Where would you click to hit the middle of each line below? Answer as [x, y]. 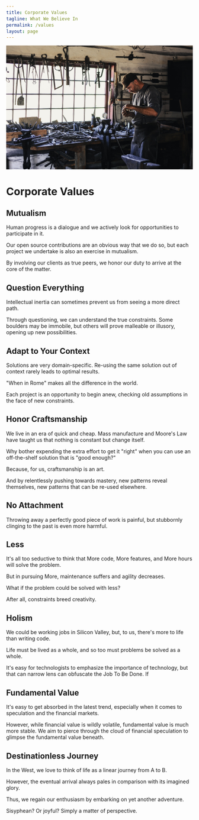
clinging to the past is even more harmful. [57, 526]
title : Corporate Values [37, 12]
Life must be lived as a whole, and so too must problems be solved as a [93, 650]
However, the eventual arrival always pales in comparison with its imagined [98, 782]
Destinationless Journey [52, 756]
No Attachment [35, 506]
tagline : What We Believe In [42, 19]
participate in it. [25, 234]
